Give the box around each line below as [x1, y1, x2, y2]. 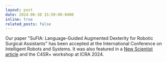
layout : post [5, 7, 33, 13]
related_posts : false [5, 21, 51, 27]
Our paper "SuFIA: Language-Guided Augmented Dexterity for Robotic [5, 35, 154, 41]
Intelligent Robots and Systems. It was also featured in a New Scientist [5, 46, 153, 52]
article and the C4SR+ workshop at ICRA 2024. [5, 51, 104, 57]
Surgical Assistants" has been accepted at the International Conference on [5, 41, 162, 47]
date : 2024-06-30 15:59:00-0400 [5, 12, 74, 17]
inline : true [5, 17, 33, 22]
